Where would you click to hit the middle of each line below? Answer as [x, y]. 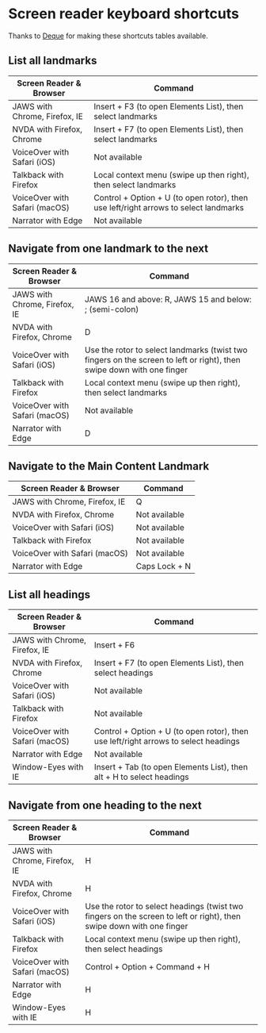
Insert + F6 [114, 645]
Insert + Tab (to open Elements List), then [171, 767]
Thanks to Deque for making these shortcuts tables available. [108, 36]
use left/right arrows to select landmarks [169, 207]
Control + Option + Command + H [147, 967]
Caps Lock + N [163, 566]
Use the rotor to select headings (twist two [164, 906]
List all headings [49, 595]
